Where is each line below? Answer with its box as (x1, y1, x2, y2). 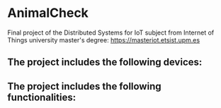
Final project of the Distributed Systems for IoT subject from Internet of (7, 28, 215, 37)
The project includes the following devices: (7, 56, 203, 68)
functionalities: (7, 91, 76, 103)
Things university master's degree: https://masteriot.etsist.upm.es (7, 35, 200, 44)
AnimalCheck (7, 5, 89, 21)
